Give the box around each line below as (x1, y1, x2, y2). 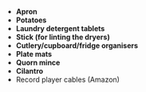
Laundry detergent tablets (15, 24, 105, 33)
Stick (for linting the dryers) (15, 32, 110, 42)
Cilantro (15, 66, 44, 75)
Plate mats (15, 50, 53, 58)
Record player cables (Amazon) (15, 75, 120, 84)
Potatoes (15, 15, 47, 25)
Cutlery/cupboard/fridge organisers (15, 41, 138, 50)
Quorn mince (15, 58, 61, 67)
